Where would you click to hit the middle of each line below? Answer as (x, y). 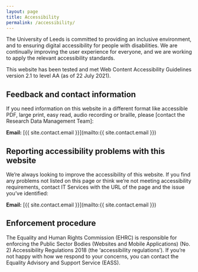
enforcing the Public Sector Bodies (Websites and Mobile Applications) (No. (98, 244)
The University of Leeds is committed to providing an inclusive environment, (99, 40)
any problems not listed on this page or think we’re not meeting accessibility (99, 181)
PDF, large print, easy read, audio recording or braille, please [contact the (95, 115)
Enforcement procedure (51, 223)
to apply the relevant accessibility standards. (61, 58)
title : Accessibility (33, 17)
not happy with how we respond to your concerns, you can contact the (92, 256)
